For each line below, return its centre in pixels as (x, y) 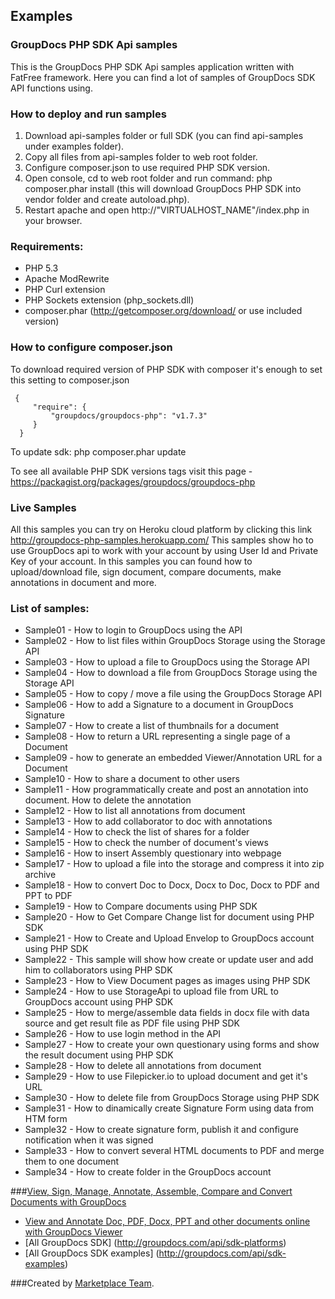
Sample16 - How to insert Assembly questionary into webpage (153, 853)
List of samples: (50, 608)
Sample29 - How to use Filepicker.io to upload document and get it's (166, 1076)
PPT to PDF (48, 896)
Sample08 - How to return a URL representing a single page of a (157, 736)
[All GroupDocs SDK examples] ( (92, 1253)
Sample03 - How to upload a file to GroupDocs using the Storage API (167, 662)
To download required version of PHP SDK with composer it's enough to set (166, 369)
